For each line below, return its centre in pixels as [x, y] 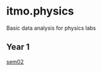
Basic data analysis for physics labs [51, 28]
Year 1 [18, 47]
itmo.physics [40, 11]
